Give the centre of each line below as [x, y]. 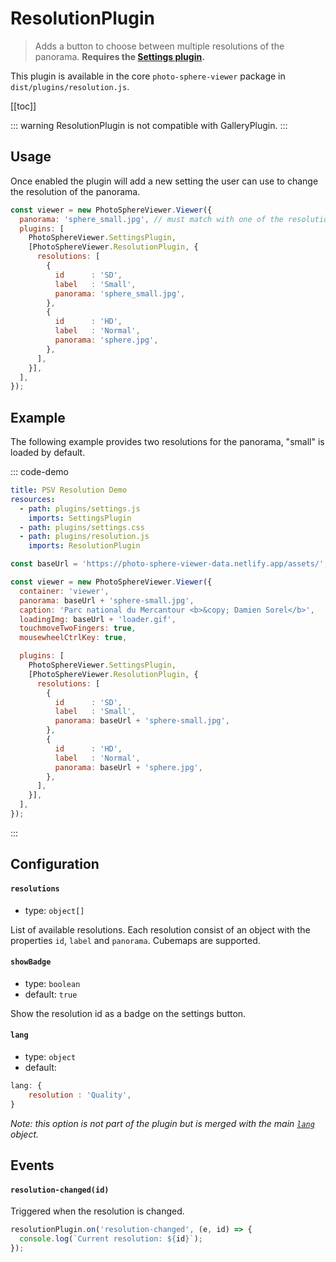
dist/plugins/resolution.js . [70, 86]
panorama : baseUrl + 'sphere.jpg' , [128, 767]
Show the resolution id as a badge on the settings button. [128, 1013]
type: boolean [52, 983]
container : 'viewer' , [64, 591]
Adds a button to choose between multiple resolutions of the [159, 46]
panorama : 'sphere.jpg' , [106, 340]
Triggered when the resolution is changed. [97, 1211]
